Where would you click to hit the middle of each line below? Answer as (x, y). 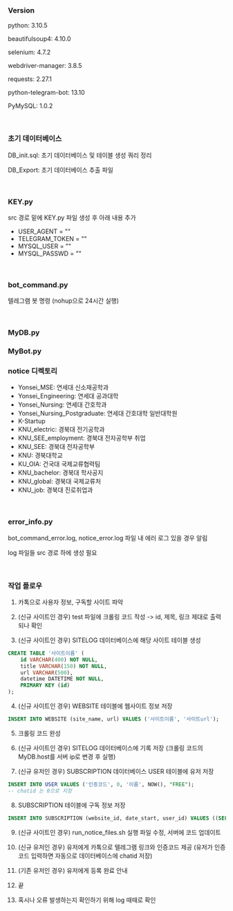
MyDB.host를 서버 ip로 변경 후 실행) (67, 757)
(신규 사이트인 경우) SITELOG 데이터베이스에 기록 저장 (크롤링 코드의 (110, 748)
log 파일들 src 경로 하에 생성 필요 (53, 552)
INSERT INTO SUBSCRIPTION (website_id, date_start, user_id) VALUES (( (113, 818)
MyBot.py (25, 351)
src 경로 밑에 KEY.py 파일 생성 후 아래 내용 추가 (72, 218)
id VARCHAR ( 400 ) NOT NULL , (59, 660)
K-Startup (31, 421)
